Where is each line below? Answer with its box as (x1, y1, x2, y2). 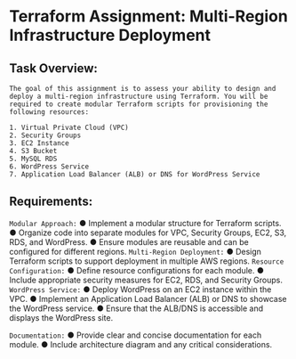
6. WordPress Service (9, 162, 90, 171)
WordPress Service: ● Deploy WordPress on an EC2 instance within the (9, 283, 272, 295)
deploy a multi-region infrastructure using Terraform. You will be (9, 92, 268, 101)
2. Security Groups (9, 131, 82, 140)
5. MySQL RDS (9, 154, 58, 163)
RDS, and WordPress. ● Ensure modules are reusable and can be (9, 236, 249, 247)
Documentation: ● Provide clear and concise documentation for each (9, 330, 262, 340)
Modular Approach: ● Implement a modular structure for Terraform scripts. (9, 217, 282, 228)
